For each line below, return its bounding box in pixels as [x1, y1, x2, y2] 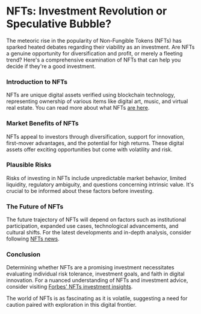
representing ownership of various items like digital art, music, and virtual [6, 98, 188, 105]
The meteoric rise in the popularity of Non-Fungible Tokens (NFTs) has [6, 37, 182, 44]
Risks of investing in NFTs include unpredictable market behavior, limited [6, 174, 187, 181]
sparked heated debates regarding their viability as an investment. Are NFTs [6, 43, 195, 51]
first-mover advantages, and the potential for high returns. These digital [6, 139, 184, 146]
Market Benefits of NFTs [6, 119, 79, 128]
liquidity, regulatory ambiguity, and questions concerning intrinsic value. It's [6, 181, 194, 188]
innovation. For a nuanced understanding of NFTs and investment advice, [6, 277, 188, 284]
